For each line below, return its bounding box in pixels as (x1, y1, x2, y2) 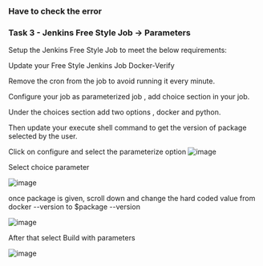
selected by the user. (8, 131, 78, 141)
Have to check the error (8, 6, 103, 17)
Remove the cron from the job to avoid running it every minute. (8, 76, 216, 86)
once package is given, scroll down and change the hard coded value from (8, 194, 256, 204)
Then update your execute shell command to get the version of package (8, 123, 247, 133)
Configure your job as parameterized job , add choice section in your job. (8, 92, 250, 102)
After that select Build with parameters (8, 233, 136, 243)
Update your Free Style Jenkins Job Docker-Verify (8, 61, 175, 71)
